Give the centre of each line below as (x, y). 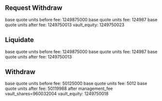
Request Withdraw (34, 8)
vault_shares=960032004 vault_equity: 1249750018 (57, 94)
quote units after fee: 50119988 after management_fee (59, 88)
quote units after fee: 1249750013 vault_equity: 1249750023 (65, 25)
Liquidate (19, 40)
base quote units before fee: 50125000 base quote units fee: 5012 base (76, 84)
